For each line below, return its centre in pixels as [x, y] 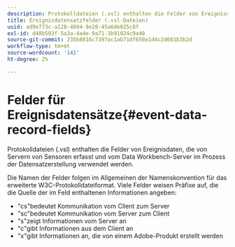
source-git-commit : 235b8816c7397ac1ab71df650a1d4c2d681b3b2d [100, 40]
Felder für [36, 100]
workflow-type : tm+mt [39, 46]
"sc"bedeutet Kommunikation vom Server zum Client [93, 213]
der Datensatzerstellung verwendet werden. [71, 164]
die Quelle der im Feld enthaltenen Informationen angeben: [92, 192]
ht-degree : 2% [28, 59]
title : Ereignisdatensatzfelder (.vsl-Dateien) [78, 20]
